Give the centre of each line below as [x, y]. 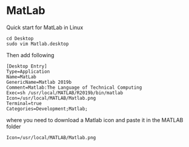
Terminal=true [24, 103]
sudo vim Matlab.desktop [38, 44]
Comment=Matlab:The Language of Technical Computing [74, 87]
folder [14, 126]
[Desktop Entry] [27, 66]
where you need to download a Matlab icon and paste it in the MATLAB [95, 120]
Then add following [30, 55]
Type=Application [28, 71]
